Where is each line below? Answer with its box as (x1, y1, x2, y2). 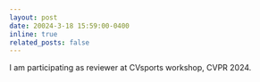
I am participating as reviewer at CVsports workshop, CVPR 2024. (9, 62, 252, 73)
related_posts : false (9, 37, 90, 47)
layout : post (9, 12, 58, 22)
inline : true (9, 29, 58, 38)
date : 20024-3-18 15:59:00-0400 (9, 21, 130, 30)
